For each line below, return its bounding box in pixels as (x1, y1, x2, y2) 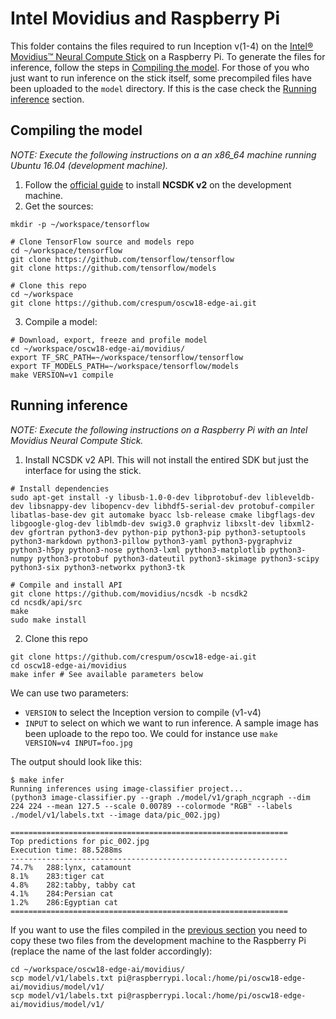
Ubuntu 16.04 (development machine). (10, 159, 169, 171)
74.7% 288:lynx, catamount (10, 862, 132, 872)
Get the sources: (24, 200, 94, 212)
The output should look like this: (10, 755, 142, 767)
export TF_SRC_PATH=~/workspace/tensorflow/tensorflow (10, 352, 244, 362)
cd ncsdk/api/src (10, 597, 83, 607)
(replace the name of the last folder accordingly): (10, 945, 213, 957)
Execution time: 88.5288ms (10, 845, 123, 855)
